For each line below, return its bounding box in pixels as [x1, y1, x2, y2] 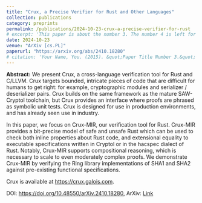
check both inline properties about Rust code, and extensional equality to [6, 134, 189, 141]
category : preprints [6, 20, 59, 26]
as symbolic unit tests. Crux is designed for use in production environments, [6, 102, 196, 110]
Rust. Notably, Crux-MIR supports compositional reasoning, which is [6, 147, 177, 154]
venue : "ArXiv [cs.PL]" [6, 43, 67, 49]
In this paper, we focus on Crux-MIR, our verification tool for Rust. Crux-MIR [6, 121, 195, 128]
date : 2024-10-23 [6, 37, 50, 43]
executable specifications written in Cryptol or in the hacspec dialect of [6, 140, 184, 147]
